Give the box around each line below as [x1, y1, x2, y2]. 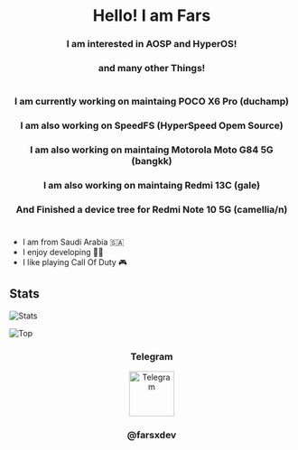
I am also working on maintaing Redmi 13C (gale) [43, 179, 260, 191]
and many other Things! [98, 62, 206, 75]
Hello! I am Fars [92, 5, 211, 26]
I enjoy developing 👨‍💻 [22, 247, 104, 258]
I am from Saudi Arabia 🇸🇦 [22, 236, 125, 248]
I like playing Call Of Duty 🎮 [22, 257, 128, 268]
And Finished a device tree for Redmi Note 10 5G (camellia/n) [15, 203, 288, 216]
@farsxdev [126, 429, 177, 442]
